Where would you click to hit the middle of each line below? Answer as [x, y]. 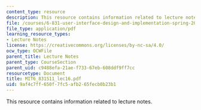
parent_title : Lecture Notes [42, 57]
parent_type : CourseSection [41, 62]
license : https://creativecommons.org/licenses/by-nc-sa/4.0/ [85, 46]
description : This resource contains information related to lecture [95, 17]
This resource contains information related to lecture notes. [79, 102]
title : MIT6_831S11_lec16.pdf [44, 79]
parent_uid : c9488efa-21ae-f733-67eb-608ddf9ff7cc [71, 68]
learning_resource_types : [38, 34]
